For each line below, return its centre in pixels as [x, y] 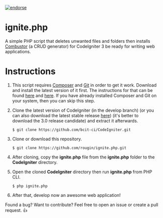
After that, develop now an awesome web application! [66, 195]
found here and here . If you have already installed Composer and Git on [84, 95]
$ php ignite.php [30, 186]
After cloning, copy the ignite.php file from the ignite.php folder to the [83, 157]
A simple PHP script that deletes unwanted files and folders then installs [78, 41]
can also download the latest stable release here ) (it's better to [75, 115]
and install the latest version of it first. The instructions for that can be [82, 90]
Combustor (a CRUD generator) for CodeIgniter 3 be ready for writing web [80, 46]
